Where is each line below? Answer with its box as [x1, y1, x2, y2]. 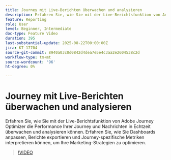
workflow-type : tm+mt [5, 54, 51, 60]
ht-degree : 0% [5, 64, 36, 69]
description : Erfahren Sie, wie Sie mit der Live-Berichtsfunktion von [5, 12, 160, 17]
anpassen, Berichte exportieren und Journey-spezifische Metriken [5, 134, 145, 140]
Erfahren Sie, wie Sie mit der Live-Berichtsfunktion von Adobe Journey [5, 118, 154, 124]
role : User [5, 21, 28, 27]
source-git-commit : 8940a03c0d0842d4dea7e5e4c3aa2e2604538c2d [5, 50, 140, 55]
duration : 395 [5, 36, 36, 41]
